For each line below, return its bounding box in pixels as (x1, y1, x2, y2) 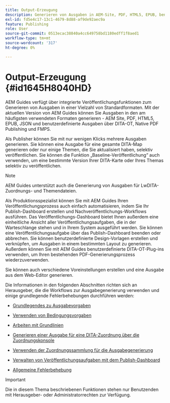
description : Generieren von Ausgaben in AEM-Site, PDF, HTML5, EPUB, (5, 12, 157, 17)
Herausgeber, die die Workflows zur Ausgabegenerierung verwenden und (5, 287, 159, 293)
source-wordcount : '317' (5, 41, 58, 46)
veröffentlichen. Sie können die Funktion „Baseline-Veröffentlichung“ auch (5, 152, 160, 158)
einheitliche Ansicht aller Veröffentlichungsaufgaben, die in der (5, 219, 137, 225)
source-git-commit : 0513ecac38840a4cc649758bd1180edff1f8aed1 (5, 31, 139, 36)
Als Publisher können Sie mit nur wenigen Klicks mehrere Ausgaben (5, 135, 147, 142)
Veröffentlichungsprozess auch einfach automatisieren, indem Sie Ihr (5, 203, 149, 209)
